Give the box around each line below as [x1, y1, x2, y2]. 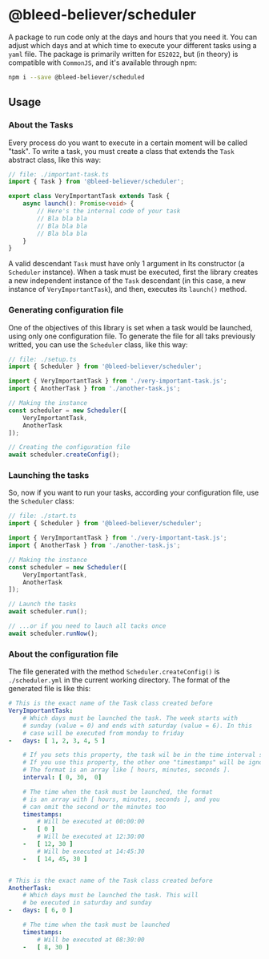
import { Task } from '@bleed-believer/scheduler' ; [8, 178, 184, 186]
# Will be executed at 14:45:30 [37, 848, 146, 856]
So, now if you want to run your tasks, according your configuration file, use [8, 488, 259, 498]
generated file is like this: [8, 684, 91, 694]
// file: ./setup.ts [8, 355, 78, 363]
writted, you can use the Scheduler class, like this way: [8, 339, 188, 350]
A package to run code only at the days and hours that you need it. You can [8, 32, 258, 42]
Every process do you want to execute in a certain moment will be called [8, 138, 248, 148]
